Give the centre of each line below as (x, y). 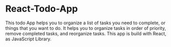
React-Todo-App (42, 9)
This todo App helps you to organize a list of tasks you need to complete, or (85, 23)
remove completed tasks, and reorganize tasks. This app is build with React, (86, 33)
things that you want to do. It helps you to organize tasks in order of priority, (86, 28)
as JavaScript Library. (28, 39)
